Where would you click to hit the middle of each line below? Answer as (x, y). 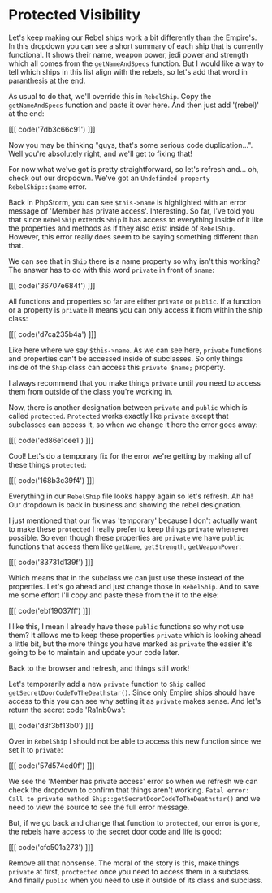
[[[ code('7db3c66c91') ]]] (52, 129)
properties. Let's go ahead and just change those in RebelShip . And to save (134, 586)
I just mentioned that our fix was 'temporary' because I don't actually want (133, 520)
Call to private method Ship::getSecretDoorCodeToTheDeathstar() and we (134, 798)
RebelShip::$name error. (47, 186)
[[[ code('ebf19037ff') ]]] (50, 610)
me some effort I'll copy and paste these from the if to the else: (114, 595)
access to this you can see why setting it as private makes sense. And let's (135, 701)
